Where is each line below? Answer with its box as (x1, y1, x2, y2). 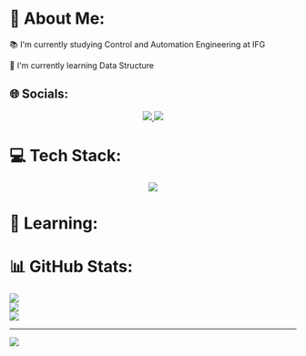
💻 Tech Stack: (9, 145, 122, 166)
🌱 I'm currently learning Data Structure (9, 59, 155, 71)
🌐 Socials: (9, 86, 69, 102)
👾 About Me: (9, 8, 106, 29)
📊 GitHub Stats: (9, 257, 134, 277)
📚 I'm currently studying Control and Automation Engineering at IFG (9, 38, 266, 49)
